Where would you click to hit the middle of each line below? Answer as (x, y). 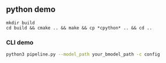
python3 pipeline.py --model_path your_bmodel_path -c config (83, 54)
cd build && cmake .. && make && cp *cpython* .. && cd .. (79, 28)
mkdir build (20, 23)
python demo (31, 10)
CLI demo (20, 42)
